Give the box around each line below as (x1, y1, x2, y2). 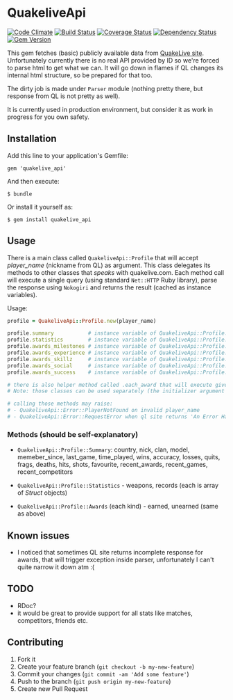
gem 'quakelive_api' (7, 165, 67, 172)
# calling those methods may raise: (7, 400, 113, 408)
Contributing (7, 637, 64, 649)
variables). (7, 290, 37, 299)
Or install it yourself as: (7, 202, 73, 211)
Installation (7, 133, 57, 145)
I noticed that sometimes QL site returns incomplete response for (17, 548, 203, 557)
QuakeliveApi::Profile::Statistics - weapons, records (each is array (17, 482, 219, 490)
